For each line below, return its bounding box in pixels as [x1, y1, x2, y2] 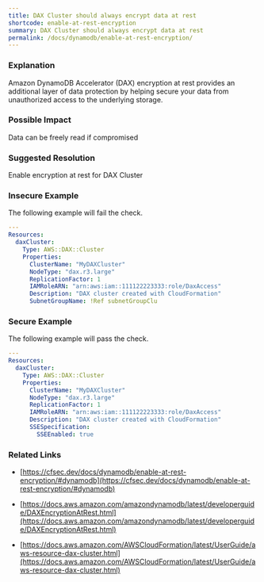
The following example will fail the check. [8, 208, 143, 218]
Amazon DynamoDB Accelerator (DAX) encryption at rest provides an [8, 78, 235, 87]
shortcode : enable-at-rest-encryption [8, 19, 136, 27]
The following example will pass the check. [8, 334, 149, 343]
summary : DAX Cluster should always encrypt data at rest [8, 26, 204, 34]
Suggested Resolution [8, 152, 95, 163]
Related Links [8, 449, 62, 460]
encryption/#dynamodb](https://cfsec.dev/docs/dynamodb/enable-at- [19, 476, 251, 485]
